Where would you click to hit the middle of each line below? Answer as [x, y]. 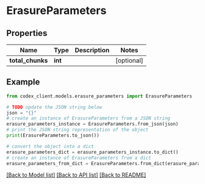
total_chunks [29, 60]
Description [92, 50]
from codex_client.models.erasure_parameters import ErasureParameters [99, 96]
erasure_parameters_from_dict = [47, 163]
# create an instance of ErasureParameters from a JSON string [88, 119]
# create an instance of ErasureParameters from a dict [79, 158]
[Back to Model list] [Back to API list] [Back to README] [76, 175]
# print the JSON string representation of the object [77, 130]
